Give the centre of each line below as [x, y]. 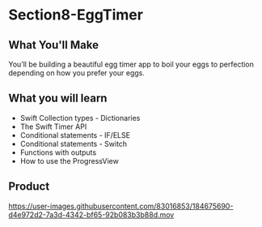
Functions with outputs [58, 152]
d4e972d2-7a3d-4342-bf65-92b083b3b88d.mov [91, 214]
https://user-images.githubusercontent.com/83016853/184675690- [121, 206]
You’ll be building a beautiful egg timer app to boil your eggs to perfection [131, 64]
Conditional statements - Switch [74, 143]
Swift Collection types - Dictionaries [80, 118]
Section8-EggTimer [76, 15]
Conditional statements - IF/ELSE [75, 135]
